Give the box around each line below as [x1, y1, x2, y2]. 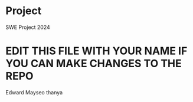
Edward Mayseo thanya [5, 88, 63, 96]
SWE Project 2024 [5, 24, 51, 31]
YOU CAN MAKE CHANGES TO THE [5, 57, 182, 70]
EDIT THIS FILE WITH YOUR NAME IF [5, 44, 188, 58]
